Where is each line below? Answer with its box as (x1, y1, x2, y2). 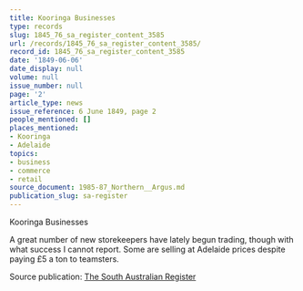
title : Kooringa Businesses (9, 13, 116, 23)
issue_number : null (9, 81, 84, 90)
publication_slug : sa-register (9, 192, 128, 201)
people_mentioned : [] (9, 115, 92, 124)
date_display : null (9, 65, 84, 74)
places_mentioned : (9, 124, 79, 133)
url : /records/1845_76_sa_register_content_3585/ (9, 38, 202, 48)
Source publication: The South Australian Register (9, 271, 197, 282)
